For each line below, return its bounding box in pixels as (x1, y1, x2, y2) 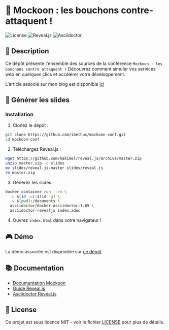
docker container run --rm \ (5, 189, 67, 194)
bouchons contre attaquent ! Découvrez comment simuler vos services (5, 65, 156, 72)
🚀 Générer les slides (5, 96, 70, 105)
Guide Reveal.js (12, 285, 46, 291)
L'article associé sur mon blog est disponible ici (5, 81, 105, 87)
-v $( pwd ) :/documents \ (10, 199, 60, 204)
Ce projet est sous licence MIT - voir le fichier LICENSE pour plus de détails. (5, 319, 164, 325)
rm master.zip (5, 170, 36, 175)
